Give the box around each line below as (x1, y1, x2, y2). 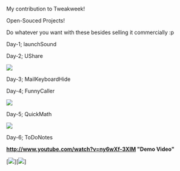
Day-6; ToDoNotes (6, 134, 53, 141)
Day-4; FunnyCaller (6, 88, 55, 94)
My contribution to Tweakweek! (6, 5, 85, 12)
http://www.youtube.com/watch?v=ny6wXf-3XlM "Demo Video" (6, 145, 175, 153)
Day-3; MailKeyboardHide (6, 75, 71, 83)
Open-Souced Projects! (6, 17, 65, 24)
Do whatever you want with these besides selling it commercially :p (6, 29, 175, 36)
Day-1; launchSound (6, 41, 56, 47)
